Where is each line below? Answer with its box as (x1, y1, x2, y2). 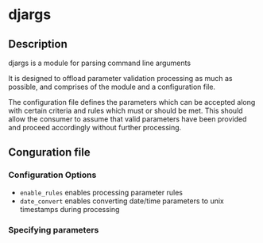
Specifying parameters (8, 224, 99, 235)
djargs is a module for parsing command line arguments (8, 58, 191, 67)
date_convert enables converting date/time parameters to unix (19, 196, 224, 206)
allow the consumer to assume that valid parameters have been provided (8, 114, 247, 124)
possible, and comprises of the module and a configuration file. (8, 82, 216, 91)
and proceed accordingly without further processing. (8, 123, 182, 132)
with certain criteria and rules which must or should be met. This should (8, 106, 244, 115)
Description (8, 37, 68, 51)
